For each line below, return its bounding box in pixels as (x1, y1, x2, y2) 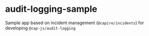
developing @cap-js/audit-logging (5, 25, 76, 31)
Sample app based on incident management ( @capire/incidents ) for (5, 20, 145, 26)
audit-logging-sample (5, 3, 98, 15)
